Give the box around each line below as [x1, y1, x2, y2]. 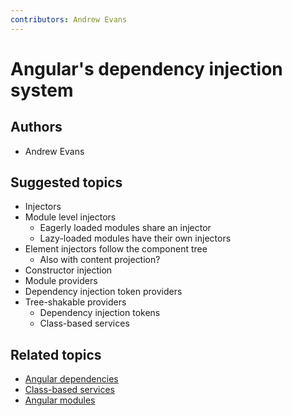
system [10, 79, 74, 101]
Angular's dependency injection [10, 57, 283, 80]
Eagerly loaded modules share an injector [39, 222, 212, 234]
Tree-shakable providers [24, 296, 127, 308]
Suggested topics [10, 174, 123, 191]
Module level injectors [24, 211, 117, 223]
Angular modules [24, 394, 96, 406]
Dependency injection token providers [24, 286, 183, 298]
